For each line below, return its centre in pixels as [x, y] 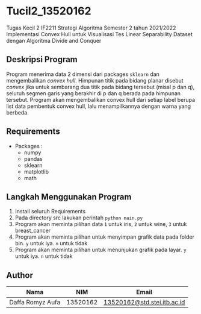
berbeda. [17, 112]
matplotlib [36, 171]
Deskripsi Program [42, 59]
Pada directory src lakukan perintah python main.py [79, 218]
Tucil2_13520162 [49, 11]
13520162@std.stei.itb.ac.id [144, 303]
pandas [33, 159]
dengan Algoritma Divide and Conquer [54, 40]
